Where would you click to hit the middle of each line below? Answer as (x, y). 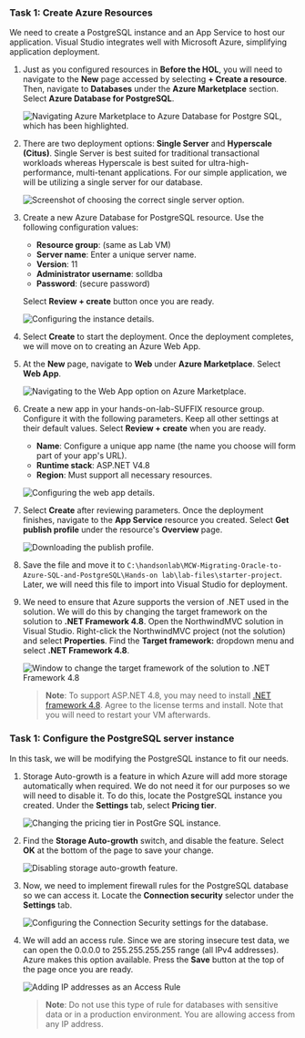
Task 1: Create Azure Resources (81, 13)
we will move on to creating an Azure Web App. (112, 346)
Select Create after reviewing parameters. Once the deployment (143, 510)
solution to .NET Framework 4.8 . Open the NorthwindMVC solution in (153, 622)
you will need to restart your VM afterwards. (128, 715)
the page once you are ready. (78, 969)
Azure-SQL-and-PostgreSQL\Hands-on (90, 576)
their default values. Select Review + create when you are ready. (144, 428)
